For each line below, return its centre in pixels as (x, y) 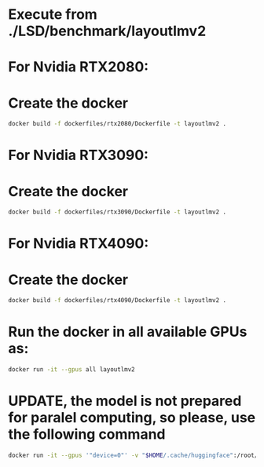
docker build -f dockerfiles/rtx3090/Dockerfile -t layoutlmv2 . (117, 212)
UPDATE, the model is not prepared (125, 401)
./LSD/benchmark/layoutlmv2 (107, 31)
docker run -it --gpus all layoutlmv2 (71, 370)
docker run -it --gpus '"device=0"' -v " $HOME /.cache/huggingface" (121, 455)
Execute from (53, 15)
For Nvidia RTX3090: (79, 155)
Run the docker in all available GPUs (128, 332)
